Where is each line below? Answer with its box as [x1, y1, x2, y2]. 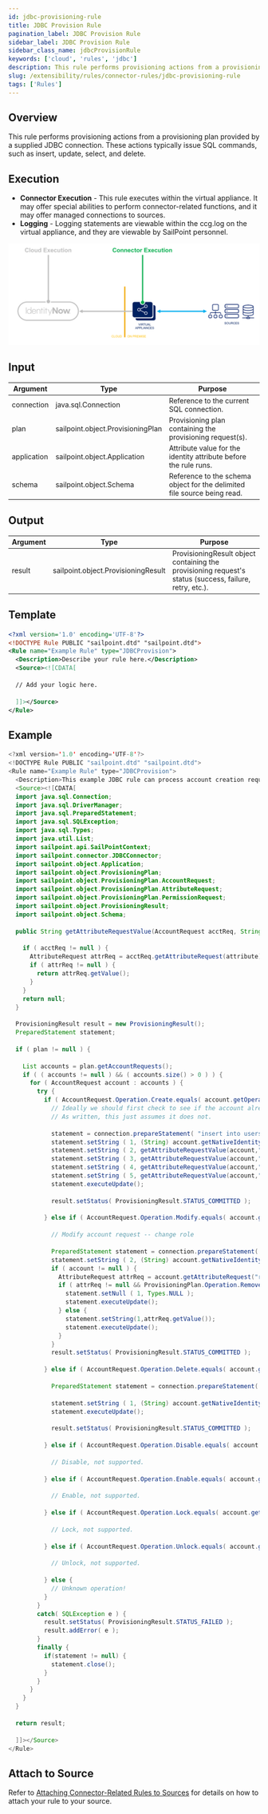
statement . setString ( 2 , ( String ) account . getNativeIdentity [50, 1256, 262, 1264]
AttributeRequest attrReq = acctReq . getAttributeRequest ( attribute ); [29, 953, 266, 961]
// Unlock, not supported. [50, 1559, 141, 1567]
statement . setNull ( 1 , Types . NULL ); [65, 1290, 195, 1298]
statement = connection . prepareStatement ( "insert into [50, 1129, 241, 1137]
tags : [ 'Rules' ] [8, 80, 62, 88]
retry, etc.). [172, 583, 209, 593]
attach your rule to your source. [8, 1796, 112, 1806]
